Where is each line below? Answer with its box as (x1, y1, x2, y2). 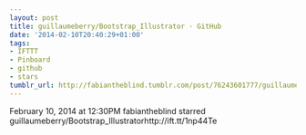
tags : (9, 38, 30, 48)
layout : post (9, 13, 59, 23)
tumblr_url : (9, 81, 55, 90)
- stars (9, 72, 39, 82)
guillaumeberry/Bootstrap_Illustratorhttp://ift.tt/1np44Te (9, 115, 218, 126)
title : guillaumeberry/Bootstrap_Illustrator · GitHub (9, 22, 222, 31)
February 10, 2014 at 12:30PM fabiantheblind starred (9, 105, 207, 116)
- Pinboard (9, 55, 51, 64)
